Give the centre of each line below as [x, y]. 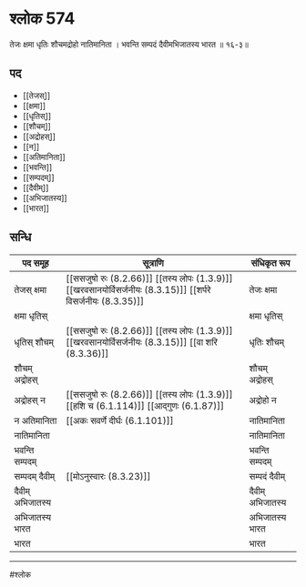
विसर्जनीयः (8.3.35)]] [105, 301]
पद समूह [36, 263]
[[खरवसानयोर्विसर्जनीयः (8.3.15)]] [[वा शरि [142, 342]
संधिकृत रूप [270, 263]
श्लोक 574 [42, 19]
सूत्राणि [153, 263]
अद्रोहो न [263, 400]
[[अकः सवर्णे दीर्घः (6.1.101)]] [119, 420]
